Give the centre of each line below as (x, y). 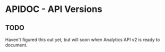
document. (16, 45)
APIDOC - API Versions (54, 9)
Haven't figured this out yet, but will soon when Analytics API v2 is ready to (82, 39)
